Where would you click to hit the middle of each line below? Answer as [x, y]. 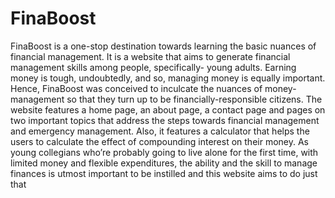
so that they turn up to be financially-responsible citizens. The [194, 99]
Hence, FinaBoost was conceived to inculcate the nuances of [136, 88]
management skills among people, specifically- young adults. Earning [153, 67]
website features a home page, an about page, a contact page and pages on [168, 109]
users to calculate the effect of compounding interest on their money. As [159, 141]
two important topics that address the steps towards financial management [165, 120]
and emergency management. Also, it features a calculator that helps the [160, 131]
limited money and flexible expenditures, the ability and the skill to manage [164, 163]
